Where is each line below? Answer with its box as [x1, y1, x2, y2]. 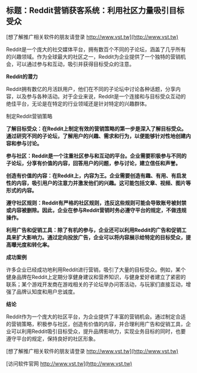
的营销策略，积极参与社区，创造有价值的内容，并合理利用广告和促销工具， [6, 320, 186, 327]
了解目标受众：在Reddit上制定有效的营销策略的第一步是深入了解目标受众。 [6, 125, 186, 132]
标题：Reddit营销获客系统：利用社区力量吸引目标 [6, 5, 185, 16]
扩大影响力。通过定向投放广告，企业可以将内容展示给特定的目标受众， [16, 234, 186, 241]
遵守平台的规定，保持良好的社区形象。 [6, 335, 98, 342]
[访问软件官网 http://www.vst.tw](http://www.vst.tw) [6, 360, 133, 367]
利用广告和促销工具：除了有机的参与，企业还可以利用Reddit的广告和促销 [6, 226, 182, 233]
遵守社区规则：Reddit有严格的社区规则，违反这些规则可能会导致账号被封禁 [6, 199, 186, 206]
